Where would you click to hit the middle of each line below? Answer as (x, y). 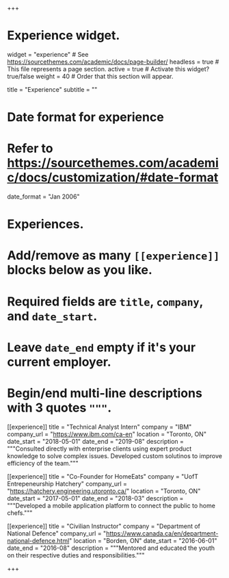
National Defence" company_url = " (57, 533)
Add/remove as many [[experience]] (113, 256)
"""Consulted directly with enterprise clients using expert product (99, 449)
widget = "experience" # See (48, 54)
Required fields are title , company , (105, 301)
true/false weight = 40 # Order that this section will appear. (90, 76)
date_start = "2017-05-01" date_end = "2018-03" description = (95, 498)
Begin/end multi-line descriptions (105, 393)
